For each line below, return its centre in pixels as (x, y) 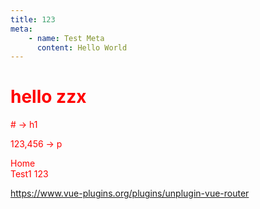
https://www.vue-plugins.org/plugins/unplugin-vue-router (130, 193)
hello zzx (48, 97)
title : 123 (33, 19)
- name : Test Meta (66, 38)
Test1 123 (29, 174)
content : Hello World (82, 47)
